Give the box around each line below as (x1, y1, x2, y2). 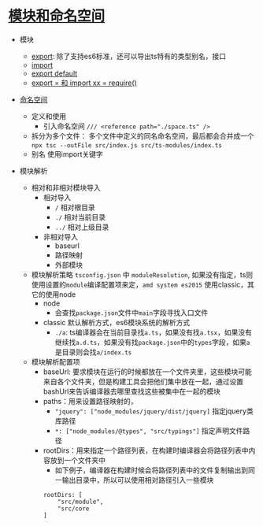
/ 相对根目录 (54, 202, 96, 212)
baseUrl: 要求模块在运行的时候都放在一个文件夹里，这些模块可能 (43, 367, 252, 376)
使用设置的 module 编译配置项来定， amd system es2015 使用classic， (31, 280, 248, 289)
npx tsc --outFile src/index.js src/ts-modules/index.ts (31, 141, 223, 150)
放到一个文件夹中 (50, 455, 106, 465)
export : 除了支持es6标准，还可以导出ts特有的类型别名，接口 (31, 51, 227, 61)
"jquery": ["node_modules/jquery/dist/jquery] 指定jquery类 (54, 406, 254, 416)
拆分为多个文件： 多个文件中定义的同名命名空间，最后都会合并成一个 (31, 131, 254, 140)
